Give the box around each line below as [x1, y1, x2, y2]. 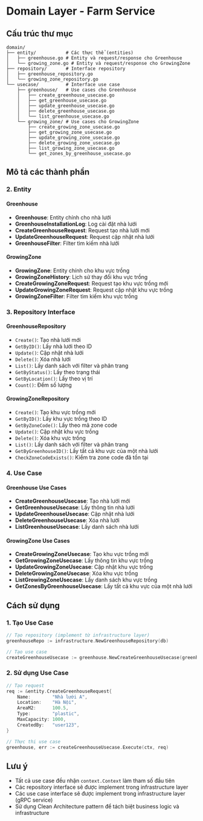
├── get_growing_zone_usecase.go [28, 129, 112, 135]
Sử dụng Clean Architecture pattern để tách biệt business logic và [14, 803, 179, 810]
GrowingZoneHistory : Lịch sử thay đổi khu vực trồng [14, 273, 148, 280]
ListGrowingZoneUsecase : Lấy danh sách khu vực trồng [14, 576, 158, 583]
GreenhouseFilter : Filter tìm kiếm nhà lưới [14, 240, 120, 247]
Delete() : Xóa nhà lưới [14, 355, 71, 363]
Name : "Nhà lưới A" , [17, 694, 88, 700]
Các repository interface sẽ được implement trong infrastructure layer [14, 783, 188, 791]
